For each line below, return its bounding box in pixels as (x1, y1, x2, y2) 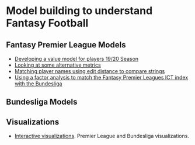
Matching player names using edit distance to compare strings (14, 68, 165, 74)
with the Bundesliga (14, 80, 62, 87)
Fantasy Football (6, 16, 89, 30)
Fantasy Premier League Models (6, 40, 126, 50)
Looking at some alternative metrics (14, 61, 101, 68)
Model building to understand (6, 4, 153, 18)
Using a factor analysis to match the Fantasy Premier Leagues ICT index (14, 74, 189, 81)
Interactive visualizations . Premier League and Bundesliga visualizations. (14, 133, 190, 140)
